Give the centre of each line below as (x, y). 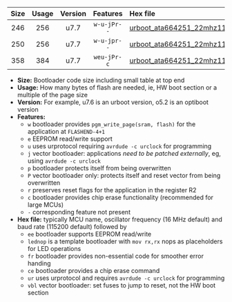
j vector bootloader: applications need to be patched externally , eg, (124, 153)
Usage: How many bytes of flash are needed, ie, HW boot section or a (117, 88)
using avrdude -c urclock (64, 161)
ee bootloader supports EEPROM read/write (89, 234)
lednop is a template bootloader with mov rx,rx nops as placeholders (125, 241)
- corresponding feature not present (79, 212)
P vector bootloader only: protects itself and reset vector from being (124, 175)
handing (39, 263)
